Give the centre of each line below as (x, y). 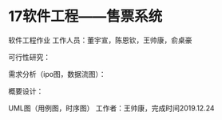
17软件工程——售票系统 (85, 16)
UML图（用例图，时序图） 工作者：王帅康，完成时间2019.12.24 (111, 108)
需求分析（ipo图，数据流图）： (57, 74)
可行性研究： (29, 57)
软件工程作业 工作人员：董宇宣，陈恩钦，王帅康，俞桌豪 (100, 40)
